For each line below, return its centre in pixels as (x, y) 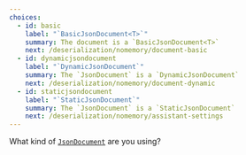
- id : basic (39, 26)
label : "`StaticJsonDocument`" (83, 100)
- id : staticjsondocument (65, 91)
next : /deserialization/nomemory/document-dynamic (120, 83)
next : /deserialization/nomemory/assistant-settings (124, 116)
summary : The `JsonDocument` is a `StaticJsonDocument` (131, 108)
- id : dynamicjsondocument (67, 58)
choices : (25, 17)
